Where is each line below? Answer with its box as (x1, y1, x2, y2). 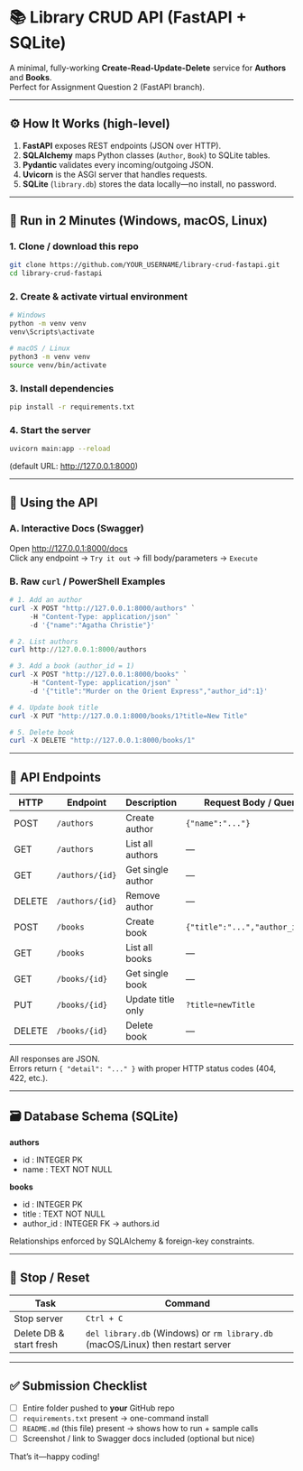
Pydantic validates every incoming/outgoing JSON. (22, 159, 214, 170)
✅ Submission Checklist (9, 1378, 148, 1394)
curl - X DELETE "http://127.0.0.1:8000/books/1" (9, 736, 196, 745)
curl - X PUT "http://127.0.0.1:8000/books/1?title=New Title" (9, 711, 248, 720)
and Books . (9, 71, 52, 82)
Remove (125, 890, 161, 902)
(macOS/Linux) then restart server (85, 1337, 232, 1350)
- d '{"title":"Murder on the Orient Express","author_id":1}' (29, 687, 269, 696)
